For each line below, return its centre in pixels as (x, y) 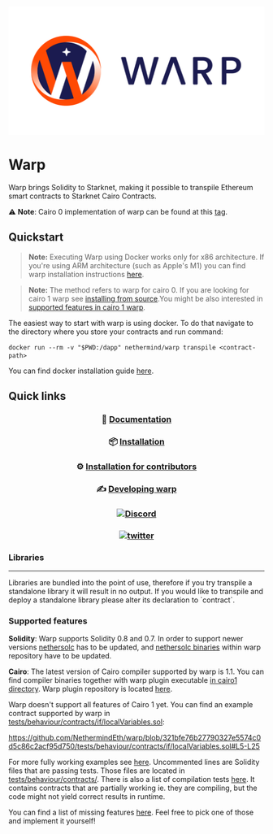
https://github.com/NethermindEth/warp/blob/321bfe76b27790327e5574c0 (135, 738)
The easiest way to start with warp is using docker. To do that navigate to (131, 323)
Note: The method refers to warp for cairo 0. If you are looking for (139, 289)
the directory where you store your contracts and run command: (116, 332)
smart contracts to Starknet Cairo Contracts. (82, 196)
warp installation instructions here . (86, 274)
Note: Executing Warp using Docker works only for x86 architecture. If (146, 257)
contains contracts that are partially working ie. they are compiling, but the (133, 788)
